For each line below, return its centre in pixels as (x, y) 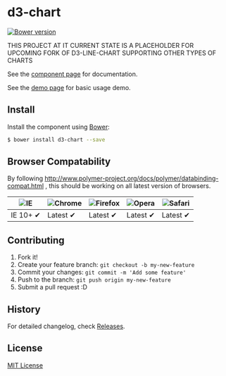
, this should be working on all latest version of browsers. (128, 186)
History (24, 309)
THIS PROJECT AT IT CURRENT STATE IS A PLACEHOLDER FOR (101, 45)
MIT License (25, 365)
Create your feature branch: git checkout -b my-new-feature (106, 265)
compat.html (26, 186)
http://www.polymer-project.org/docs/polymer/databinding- (132, 178)
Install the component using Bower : (59, 127)
